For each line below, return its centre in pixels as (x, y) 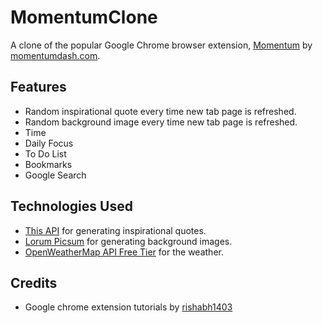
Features (38, 87)
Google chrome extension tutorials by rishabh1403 (128, 307)
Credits (34, 282)
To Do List (45, 153)
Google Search (55, 175)
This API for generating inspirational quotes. (115, 230)
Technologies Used (71, 206)
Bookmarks (48, 164)
